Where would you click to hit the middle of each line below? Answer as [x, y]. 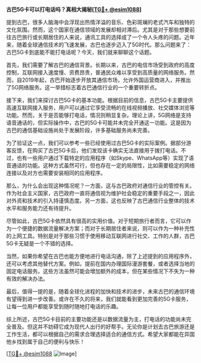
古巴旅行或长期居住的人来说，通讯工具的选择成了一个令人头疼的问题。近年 [103, 37]
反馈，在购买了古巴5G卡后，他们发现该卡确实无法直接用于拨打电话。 [96, 150]
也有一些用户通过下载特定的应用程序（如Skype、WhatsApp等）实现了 [103, 158]
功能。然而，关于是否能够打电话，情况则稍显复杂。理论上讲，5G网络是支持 [99, 115]
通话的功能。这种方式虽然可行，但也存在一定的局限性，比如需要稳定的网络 [103, 165]
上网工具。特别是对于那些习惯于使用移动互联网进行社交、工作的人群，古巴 [103, 236]
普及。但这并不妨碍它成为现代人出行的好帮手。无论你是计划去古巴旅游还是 [103, 327]
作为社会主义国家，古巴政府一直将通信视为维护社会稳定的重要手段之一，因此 [100, 193]
